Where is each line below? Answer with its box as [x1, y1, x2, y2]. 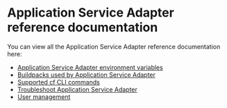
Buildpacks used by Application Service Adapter [17, 71, 156, 79]
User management [17, 92, 71, 101]
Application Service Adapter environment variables [17, 63, 163, 71]
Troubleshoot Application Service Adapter [17, 85, 137, 93]
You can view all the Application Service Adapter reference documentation [7, 42, 221, 51]
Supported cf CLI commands [17, 78, 101, 86]
